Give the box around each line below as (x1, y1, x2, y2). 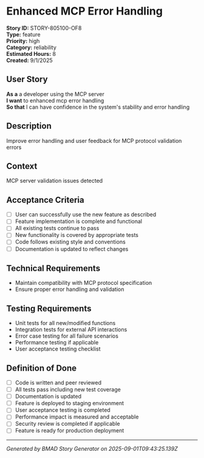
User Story (6, 74, 48, 84)
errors (6, 143, 22, 151)
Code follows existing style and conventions (15, 238, 126, 245)
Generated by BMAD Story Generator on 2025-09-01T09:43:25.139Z (6, 445, 178, 452)
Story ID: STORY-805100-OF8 (6, 24, 82, 32)
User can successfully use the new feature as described (15, 211, 157, 218)
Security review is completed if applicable (15, 420, 120, 428)
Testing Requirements (6, 303, 92, 313)
